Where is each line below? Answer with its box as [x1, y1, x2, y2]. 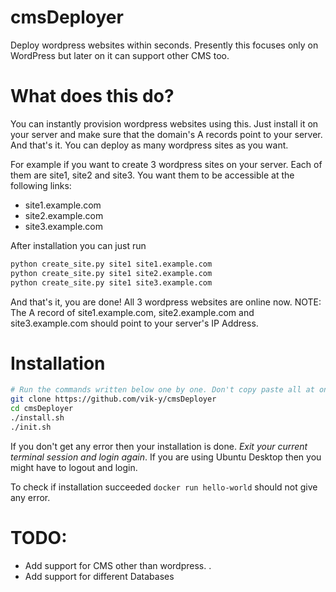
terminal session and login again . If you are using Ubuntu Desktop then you [10, 451, 322, 463]
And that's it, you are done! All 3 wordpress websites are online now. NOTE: [10, 296, 322, 308]
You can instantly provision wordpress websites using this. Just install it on [10, 117, 319, 130]
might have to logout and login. [10, 461, 138, 473]
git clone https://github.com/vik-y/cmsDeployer [10, 394, 217, 405]
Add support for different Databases [24, 570, 175, 582]
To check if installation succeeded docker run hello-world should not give [10, 481, 318, 493]
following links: [10, 179, 72, 191]
